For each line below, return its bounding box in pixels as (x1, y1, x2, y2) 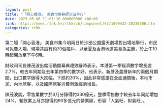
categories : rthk (5, 26, 41, 31)
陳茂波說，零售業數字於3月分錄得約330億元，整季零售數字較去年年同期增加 (5, 92, 159, 98)
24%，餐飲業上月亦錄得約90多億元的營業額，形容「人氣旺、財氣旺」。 (5, 98, 148, 104)
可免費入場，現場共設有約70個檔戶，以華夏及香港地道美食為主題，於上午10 (5, 46, 158, 52)
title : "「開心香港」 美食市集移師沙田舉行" (5, 12, 86, 17)
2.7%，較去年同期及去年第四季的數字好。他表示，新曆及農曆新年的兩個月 (5, 69, 154, 74)
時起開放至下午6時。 (5, 52, 47, 58)
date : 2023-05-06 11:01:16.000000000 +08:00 (5, 16, 98, 21)
